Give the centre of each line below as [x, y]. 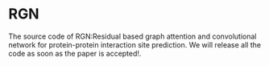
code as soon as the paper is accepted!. [75, 53]
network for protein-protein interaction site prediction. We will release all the [135, 44]
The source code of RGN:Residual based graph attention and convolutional [132, 36]
